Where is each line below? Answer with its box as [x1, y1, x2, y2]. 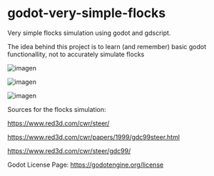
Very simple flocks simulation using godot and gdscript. [7, 29, 171, 37]
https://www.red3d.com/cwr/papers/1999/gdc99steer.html [7, 133, 180, 141]
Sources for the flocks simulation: [7, 105, 106, 113]
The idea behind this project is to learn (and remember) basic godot [7, 42, 207, 51]
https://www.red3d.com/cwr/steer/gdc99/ [7, 146, 131, 155]
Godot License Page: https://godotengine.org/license [7, 160, 164, 169]
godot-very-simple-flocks [7, 5, 166, 21]
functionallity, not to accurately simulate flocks [7, 50, 145, 58]
